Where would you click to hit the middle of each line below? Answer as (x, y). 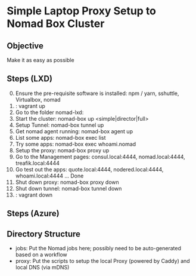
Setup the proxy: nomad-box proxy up (62, 150)
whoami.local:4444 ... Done (49, 176)
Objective (25, 46)
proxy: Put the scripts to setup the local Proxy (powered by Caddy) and (102, 261)
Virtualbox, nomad (38, 99)
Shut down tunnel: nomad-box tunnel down (69, 188)
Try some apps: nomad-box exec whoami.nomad (76, 144)
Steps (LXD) (30, 79)
